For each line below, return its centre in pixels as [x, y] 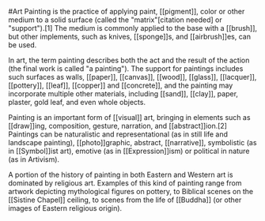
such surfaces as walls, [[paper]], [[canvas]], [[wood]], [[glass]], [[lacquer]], [132, 77]
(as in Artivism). [34, 159]
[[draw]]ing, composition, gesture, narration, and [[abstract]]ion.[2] [118, 126]
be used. [23, 45]
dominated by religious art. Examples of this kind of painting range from [125, 183]
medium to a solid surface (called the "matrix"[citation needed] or [115, 20]
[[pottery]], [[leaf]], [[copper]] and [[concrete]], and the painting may [121, 85]
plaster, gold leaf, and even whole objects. [77, 102]
